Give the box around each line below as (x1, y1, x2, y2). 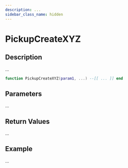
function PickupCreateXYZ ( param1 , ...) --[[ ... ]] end (5, 76, 123, 81)
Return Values (5, 117, 50, 126)
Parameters (5, 89, 42, 98)
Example (5, 145, 33, 153)
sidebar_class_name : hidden (5, 12, 64, 17)
